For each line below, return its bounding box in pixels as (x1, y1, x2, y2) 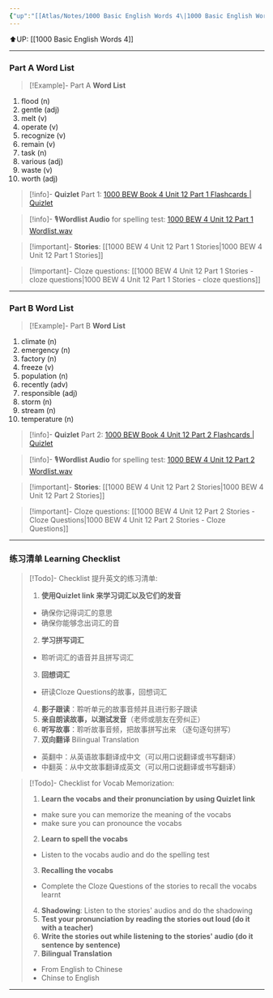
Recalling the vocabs (41, 865, 114, 875)
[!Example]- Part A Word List (28, 80, 126, 90)
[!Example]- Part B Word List (28, 321, 126, 331)
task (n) (20, 148, 47, 157)
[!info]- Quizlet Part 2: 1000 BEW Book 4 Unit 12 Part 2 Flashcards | (28, 430, 255, 440)
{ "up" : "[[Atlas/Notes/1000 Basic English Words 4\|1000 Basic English (9, 11, 253, 20)
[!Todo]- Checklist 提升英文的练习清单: (28, 573, 158, 583)
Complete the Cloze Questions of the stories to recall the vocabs (41, 881, 258, 891)
